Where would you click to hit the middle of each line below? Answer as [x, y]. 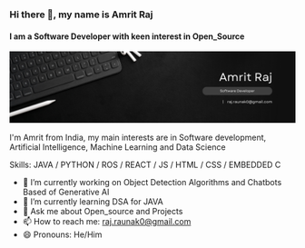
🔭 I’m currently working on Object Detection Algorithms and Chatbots [152, 183]
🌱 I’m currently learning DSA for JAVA [93, 202]
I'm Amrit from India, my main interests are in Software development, [138, 138]
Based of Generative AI [66, 192]
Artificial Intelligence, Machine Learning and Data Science [118, 147]
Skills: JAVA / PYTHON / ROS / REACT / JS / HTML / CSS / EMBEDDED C [145, 165]
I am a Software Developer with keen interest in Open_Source [127, 36]
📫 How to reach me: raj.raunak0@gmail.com [107, 222]
